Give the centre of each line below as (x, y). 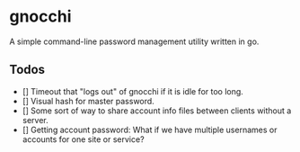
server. (35, 120)
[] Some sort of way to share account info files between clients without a (157, 111)
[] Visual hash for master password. (88, 101)
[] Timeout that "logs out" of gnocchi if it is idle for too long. (133, 91)
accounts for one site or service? (84, 139)
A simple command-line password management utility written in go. (134, 41)
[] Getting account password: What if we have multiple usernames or (150, 130)
